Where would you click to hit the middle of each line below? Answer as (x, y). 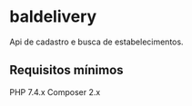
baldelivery (53, 17)
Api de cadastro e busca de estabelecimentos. (96, 42)
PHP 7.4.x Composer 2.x (55, 92)
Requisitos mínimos (67, 70)
